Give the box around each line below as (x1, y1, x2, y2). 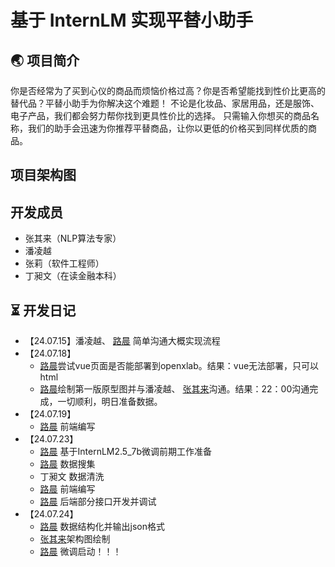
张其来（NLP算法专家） (24, 232, 122, 245)
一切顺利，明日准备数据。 (57, 396, 163, 408)
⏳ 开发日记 (10, 302, 77, 319)
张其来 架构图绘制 (39, 533, 111, 545)
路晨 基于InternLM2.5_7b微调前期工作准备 (39, 446, 213, 458)
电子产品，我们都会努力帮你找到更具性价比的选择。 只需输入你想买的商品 (10, 110, 311, 121)
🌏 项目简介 (10, 52, 80, 69)
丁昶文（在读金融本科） (24, 270, 122, 282)
